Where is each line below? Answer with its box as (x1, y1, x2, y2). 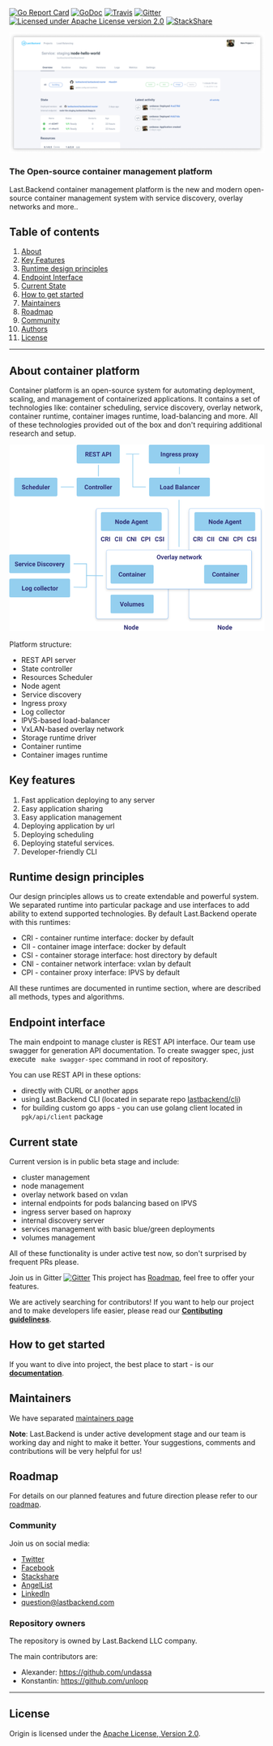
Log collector (20, 707, 66, 716)
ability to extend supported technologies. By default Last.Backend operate (9, 909, 258, 918)
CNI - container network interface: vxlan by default (20, 959, 191, 969)
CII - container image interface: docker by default (20, 942, 186, 952)
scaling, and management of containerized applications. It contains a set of (9, 394, 261, 404)
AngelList (20, 1580, 53, 1589)
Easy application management (20, 812, 122, 822)
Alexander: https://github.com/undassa (20, 1667, 152, 1677)
